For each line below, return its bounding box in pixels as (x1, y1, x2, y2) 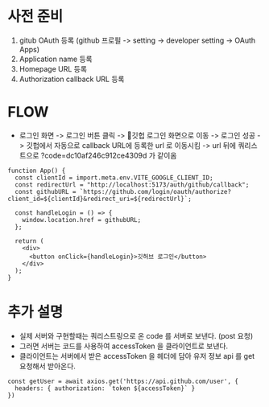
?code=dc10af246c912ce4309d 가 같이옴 (40, 150, 177, 160)
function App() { (7, 166, 66, 175)
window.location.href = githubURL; (22, 216, 142, 224)
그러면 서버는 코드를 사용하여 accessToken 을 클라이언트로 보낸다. (19, 341, 229, 351)
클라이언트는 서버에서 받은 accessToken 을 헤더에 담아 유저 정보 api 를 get (19, 351, 255, 360)
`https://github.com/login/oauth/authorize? (79, 187, 231, 195)
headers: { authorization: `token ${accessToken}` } (14, 384, 196, 393)
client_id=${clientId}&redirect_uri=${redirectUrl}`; (7, 195, 192, 203)
